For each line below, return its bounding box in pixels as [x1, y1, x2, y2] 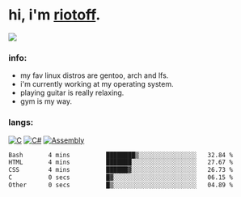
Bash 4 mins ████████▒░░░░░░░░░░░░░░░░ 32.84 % [8, 151, 233, 159]
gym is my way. [19, 96, 73, 106]
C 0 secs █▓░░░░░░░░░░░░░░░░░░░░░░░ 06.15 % [8, 173, 233, 182]
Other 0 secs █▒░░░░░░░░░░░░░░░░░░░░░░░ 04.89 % [8, 181, 233, 190]
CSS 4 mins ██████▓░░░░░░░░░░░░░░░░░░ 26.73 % [8, 166, 233, 174]
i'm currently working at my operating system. [19, 79, 174, 89]
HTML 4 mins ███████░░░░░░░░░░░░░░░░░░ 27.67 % [8, 158, 233, 167]
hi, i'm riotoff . [8, 6, 101, 24]
